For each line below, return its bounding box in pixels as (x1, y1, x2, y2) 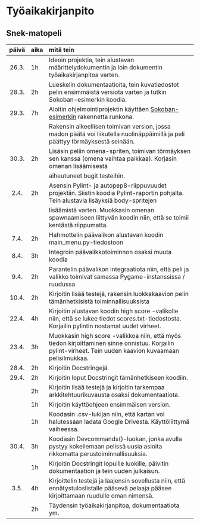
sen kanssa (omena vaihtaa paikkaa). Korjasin (48, 154, 177, 163)
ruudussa (48, 280, 76, 288)
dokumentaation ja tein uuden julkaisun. (48, 467, 160, 475)
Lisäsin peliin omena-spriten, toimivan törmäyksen (48, 147, 191, 155)
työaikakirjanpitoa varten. (48, 71, 120, 79)
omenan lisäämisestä (48, 162, 108, 170)
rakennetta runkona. (77, 112, 134, 121)
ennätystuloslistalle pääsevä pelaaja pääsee (48, 484, 172, 492)
